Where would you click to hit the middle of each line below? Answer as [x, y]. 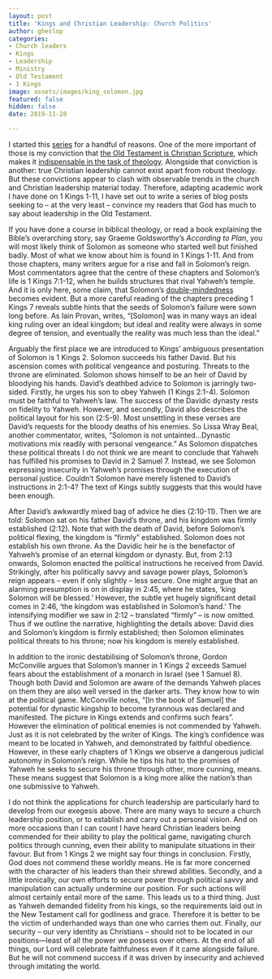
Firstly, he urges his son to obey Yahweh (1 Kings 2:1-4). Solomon [140, 392]
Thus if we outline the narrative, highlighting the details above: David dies [131, 624]
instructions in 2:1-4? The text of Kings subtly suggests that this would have [135, 487]
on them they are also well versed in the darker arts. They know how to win [134, 691]
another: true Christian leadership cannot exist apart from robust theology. [133, 170]
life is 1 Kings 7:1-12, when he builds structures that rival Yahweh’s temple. [132, 281]
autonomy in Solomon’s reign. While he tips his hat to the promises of [124, 760]
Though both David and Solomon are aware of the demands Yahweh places [135, 683]
